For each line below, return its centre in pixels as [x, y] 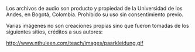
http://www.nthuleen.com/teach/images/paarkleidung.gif [75, 43]
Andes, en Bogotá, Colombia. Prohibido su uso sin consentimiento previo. [95, 14]
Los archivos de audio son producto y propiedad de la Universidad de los [94, 8]
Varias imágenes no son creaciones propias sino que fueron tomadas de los [97, 26]
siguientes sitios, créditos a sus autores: [54, 32]
